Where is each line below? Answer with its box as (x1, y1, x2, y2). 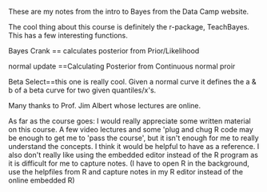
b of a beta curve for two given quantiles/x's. (8, 85, 157, 95)
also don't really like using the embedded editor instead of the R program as (8, 151, 258, 159)
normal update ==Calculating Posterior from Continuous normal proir (8, 61, 236, 71)
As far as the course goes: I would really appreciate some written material (8, 116, 252, 126)
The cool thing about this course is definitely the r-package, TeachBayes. (8, 22, 250, 31)
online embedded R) (8, 175, 75, 185)
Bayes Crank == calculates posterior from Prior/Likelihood (8, 46, 200, 55)
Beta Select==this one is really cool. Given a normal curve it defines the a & (8, 77, 257, 86)
